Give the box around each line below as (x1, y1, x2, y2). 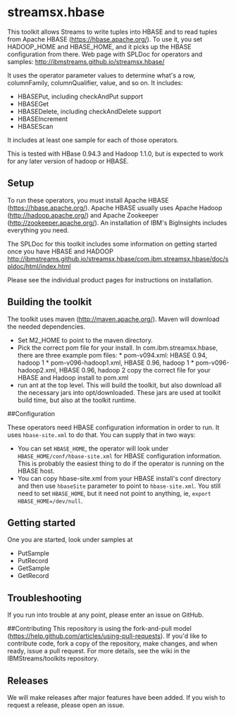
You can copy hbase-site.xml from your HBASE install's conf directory (17, 474, 221, 482)
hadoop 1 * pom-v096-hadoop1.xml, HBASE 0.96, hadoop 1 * (17, 358, 194, 367)
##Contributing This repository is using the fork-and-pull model (7, 624, 192, 633)
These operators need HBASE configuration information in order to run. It (7, 423, 220, 432)
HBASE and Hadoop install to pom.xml (17, 373, 129, 382)
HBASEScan (17, 122, 54, 130)
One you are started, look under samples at (7, 536, 133, 544)
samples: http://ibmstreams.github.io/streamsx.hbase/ (7, 57, 165, 65)
